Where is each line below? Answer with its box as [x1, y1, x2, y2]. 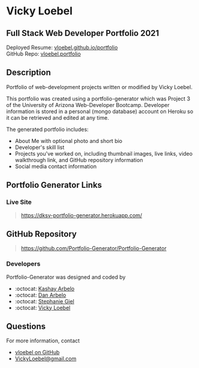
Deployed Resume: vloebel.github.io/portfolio [6, 44, 118, 51]
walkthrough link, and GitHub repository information [14, 156, 143, 163]
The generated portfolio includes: [6, 126, 89, 133]
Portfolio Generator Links [6, 180, 102, 190]
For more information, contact [6, 337, 80, 345]
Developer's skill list [14, 144, 65, 151]
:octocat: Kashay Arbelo [14, 285, 75, 292]
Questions [6, 321, 46, 331]
